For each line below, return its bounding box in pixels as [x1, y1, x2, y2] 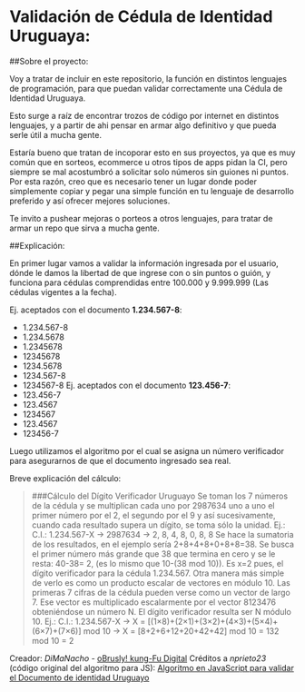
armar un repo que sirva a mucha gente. [9, 222, 161, 233]
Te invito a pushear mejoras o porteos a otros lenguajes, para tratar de [9, 213, 273, 223]
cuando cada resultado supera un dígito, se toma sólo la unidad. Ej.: [31, 519, 286, 530]
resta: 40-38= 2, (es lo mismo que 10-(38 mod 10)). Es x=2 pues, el [31, 558, 284, 568]
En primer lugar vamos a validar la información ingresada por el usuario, [9, 257, 279, 269]
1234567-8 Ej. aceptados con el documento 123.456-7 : [22, 380, 231, 390]
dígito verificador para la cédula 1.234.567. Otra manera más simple [31, 568, 284, 578]
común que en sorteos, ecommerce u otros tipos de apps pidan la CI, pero [9, 156, 288, 167]
